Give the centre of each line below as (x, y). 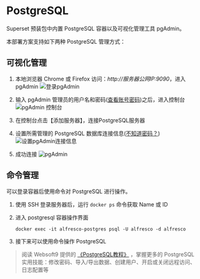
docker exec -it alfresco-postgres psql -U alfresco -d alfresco (100, 229)
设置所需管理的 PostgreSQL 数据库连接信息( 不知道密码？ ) (88, 133)
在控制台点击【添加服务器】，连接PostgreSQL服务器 (80, 120)
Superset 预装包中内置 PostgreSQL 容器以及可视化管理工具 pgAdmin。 (96, 28)
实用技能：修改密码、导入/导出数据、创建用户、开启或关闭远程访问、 (108, 262)
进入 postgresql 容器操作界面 (52, 217)
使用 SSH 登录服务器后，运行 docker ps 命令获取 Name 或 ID (91, 204)
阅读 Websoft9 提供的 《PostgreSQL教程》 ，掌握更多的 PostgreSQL (108, 254)
